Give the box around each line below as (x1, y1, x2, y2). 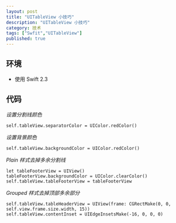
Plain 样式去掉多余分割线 (6, 156, 66, 163)
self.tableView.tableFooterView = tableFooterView (6, 178, 132, 184)
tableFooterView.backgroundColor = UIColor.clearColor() (6, 173, 148, 179)
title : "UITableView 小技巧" (6, 14, 75, 20)
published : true (6, 36, 46, 42)
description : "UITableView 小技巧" (6, 19, 90, 25)
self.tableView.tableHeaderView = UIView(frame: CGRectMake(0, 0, (6, 201, 171, 207)
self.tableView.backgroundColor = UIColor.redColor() (6, 145, 140, 151)
